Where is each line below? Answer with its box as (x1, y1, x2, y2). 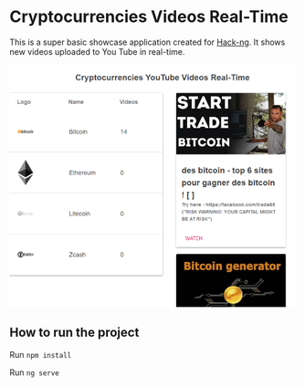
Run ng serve (9, 367, 59, 378)
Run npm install (9, 349, 72, 360)
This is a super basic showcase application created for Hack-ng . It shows (9, 37, 286, 47)
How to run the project (9, 325, 140, 340)
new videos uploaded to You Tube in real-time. (9, 46, 185, 57)
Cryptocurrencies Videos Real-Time (9, 6, 289, 27)
